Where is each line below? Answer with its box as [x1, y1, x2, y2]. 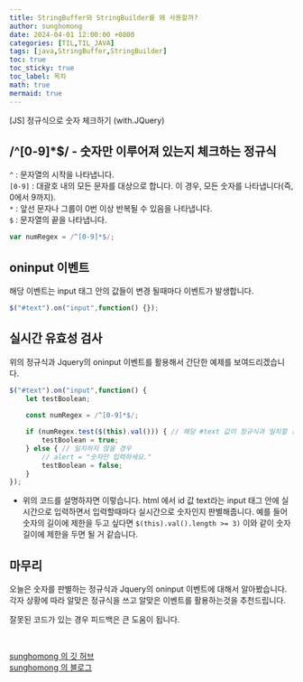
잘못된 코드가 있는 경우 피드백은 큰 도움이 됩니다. [9, 614, 180, 625]
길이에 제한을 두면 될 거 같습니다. [22, 529, 138, 540]
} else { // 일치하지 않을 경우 [25, 444, 133, 453]
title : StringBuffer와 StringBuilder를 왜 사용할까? [9, 13, 198, 23]
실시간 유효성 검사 [9, 331, 103, 346]
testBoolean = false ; [41, 461, 124, 470]
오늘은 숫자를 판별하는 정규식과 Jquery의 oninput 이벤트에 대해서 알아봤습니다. [9, 584, 288, 594]
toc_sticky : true [9, 64, 75, 73]
